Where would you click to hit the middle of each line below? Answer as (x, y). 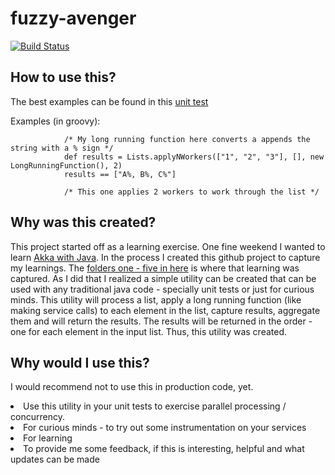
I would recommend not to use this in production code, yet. (132, 387)
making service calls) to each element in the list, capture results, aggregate (165, 310)
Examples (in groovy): (55, 121)
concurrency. (37, 417)
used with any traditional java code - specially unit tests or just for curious (162, 289)
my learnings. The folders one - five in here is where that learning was (155, 268)
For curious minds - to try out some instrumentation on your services (165, 428)
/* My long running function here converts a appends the (187, 139)
